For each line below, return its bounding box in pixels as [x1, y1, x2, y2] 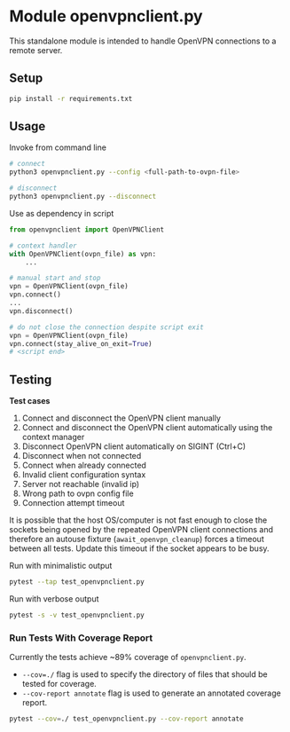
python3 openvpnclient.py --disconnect [9, 193, 157, 201]
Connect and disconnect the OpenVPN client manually [21, 413, 222, 423]
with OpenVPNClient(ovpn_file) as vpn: [9, 249, 157, 258]
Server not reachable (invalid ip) [21, 479, 140, 490]
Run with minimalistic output [9, 561, 113, 571]
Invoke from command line [9, 142, 106, 153]
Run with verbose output [9, 594, 99, 604]
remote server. [9, 44, 63, 55]
